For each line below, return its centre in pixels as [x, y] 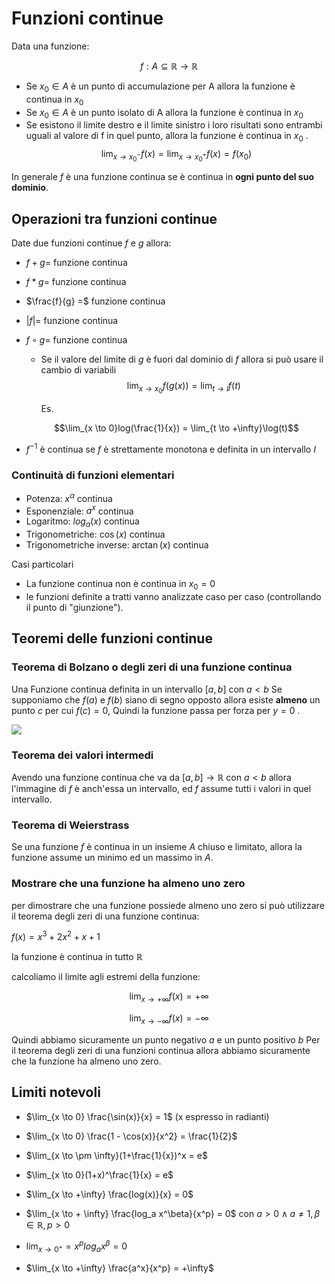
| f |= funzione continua [72, 321]
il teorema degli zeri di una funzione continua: [105, 916]
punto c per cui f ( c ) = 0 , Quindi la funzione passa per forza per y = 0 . [156, 710]
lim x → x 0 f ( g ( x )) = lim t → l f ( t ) [183, 388]
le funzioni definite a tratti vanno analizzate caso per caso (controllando [173, 597]
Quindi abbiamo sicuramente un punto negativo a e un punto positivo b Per [166, 1039]
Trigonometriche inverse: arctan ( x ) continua [117, 545]
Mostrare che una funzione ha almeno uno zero [128, 884]
